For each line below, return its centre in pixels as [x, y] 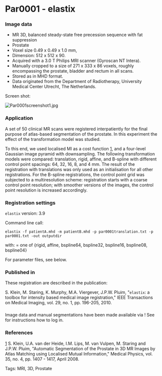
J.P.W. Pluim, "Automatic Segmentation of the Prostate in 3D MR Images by [80, 348]
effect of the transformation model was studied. [53, 139]
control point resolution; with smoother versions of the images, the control [79, 185]
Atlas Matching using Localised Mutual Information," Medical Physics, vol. [79, 354]
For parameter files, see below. [36, 260]
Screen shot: [18, 96]
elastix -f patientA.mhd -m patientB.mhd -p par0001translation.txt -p [79, 232]
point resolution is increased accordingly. [46, 190]
